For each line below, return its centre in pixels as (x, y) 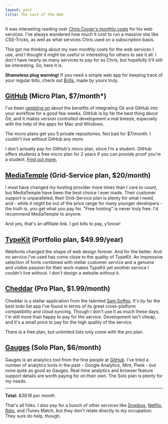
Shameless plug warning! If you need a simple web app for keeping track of (84, 75)
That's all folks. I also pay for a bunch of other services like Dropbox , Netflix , (84, 405)
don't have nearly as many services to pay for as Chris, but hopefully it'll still (84, 60)
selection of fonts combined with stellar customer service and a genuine (79, 262)
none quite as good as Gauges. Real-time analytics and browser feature (79, 370)
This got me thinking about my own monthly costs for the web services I (79, 49)
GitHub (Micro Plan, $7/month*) (56, 96)
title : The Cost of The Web (34, 15)
